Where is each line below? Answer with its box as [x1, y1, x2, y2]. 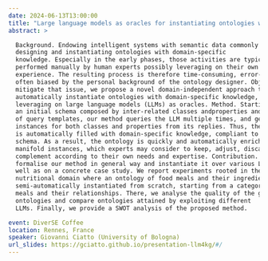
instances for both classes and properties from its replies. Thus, [15, 123, 248, 131]
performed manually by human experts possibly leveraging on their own [15, 63, 259, 72]
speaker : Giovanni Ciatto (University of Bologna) [8, 233, 180, 242]
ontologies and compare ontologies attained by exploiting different [15, 196, 251, 204]
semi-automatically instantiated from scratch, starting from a [15, 182, 234, 190]
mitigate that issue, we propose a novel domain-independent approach [15, 85, 255, 93]
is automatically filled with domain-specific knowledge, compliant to [15, 130, 259, 138]
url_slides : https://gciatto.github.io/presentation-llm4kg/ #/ [8, 241, 223, 249]
